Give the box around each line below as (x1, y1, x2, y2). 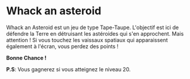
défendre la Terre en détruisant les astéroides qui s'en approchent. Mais (6, 30, 184, 37)
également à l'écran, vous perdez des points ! (6, 43, 119, 50)
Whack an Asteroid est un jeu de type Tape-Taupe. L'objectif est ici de (6, 24, 179, 31)
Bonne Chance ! (6, 54, 47, 61)
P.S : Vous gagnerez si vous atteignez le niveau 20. (6, 65, 131, 72)
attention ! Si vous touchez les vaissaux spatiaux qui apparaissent (6, 36, 168, 43)
